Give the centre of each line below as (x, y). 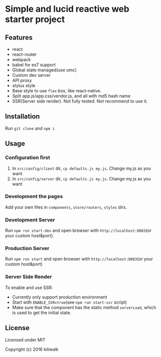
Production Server (27, 248)
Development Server (30, 220)
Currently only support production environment (60, 297)
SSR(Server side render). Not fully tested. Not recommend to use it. (80, 101)
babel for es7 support (34, 65)
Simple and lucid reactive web (67, 9)
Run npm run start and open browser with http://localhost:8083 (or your (79, 259)
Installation (22, 117)
